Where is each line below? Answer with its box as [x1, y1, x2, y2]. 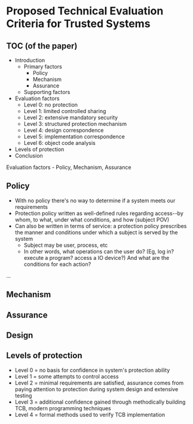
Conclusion [14, 152, 43, 159]
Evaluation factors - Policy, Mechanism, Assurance [6, 163, 131, 171]
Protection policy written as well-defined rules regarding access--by [14, 210, 184, 217]
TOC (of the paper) [6, 41, 78, 51]
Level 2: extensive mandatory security [23, 114, 118, 121]
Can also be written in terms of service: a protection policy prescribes [14, 222, 187, 229]
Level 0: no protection [23, 101, 78, 108]
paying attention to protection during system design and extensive [14, 385, 179, 393]
